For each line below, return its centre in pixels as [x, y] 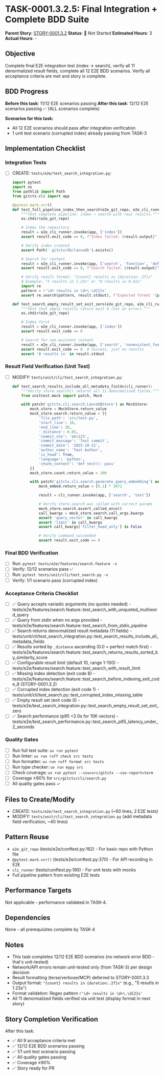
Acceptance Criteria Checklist [42, 593]
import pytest [26, 183]
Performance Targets [38, 891]
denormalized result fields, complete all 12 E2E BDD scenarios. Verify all [78, 71]
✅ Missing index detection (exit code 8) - [54, 673]
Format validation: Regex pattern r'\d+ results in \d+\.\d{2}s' [77, 993]
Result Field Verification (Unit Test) [47, 366]
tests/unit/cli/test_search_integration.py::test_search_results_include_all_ [85, 636]
